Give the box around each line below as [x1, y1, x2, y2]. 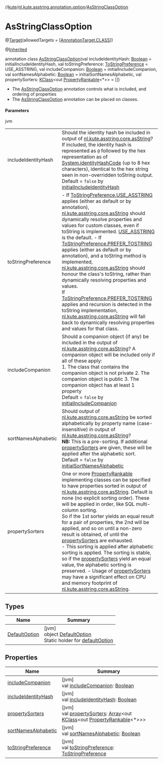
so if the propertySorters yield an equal [61, 556, 151, 562]
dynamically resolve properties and [61, 216, 142, 223]
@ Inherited [5, 46, 27, 52]
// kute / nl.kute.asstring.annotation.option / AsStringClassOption [5, 4, 129, 10]
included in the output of [61, 339, 118, 346]
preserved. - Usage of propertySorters [61, 568, 151, 575]
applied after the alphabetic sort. [61, 450, 136, 457]
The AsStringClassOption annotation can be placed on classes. [12, 96, 139, 102]
